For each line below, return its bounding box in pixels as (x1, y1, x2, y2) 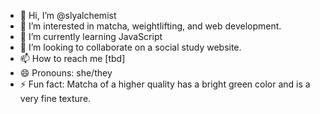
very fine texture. (19, 93, 92, 104)
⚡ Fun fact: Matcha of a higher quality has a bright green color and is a (19, 78, 311, 90)
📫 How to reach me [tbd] (19, 53, 126, 64)
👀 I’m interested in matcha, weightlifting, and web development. (19, 20, 282, 32)
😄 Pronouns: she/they (19, 67, 113, 79)
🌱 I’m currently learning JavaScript (19, 31, 163, 42)
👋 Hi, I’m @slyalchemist (19, 10, 117, 21)
